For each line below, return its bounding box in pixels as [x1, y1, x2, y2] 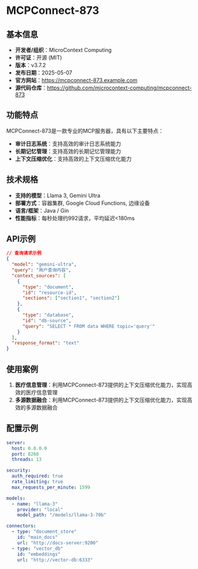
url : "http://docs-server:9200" [17, 539, 98, 546]
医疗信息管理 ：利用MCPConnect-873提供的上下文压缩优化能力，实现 [14, 382, 187, 388]
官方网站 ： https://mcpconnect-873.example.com [14, 77, 138, 83]
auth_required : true [11, 473, 63, 480]
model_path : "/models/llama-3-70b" [17, 512, 107, 518]
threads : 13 [11, 457, 42, 463]
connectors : [6, 523, 36, 529]
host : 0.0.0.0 [11, 445, 47, 451]
